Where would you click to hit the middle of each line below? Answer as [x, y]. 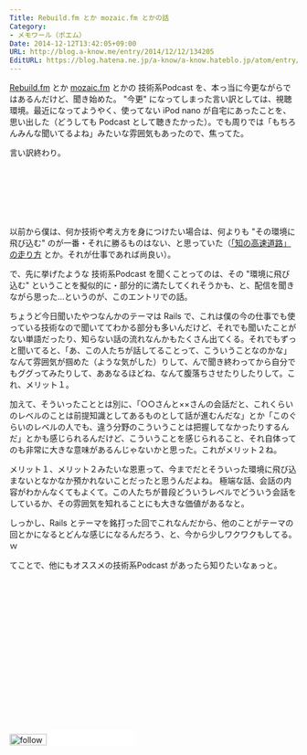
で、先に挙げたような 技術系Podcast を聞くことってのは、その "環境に [142, 274]
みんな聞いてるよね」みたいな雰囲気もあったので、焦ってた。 [133, 133]
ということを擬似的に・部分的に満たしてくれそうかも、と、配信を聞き [163, 285]
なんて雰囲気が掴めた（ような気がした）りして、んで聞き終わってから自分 [148, 362]
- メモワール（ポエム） [48, 35]
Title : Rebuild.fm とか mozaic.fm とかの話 [89, 18]
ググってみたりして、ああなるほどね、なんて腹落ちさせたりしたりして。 [152, 373]
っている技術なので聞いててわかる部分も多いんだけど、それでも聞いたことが [153, 327]
